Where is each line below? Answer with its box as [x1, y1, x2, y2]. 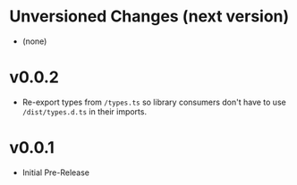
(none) [21, 36, 47, 46]
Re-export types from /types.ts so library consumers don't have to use [21, 97, 286, 107]
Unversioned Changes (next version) [9, 6, 290, 27]
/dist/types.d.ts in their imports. [21, 105, 148, 117]
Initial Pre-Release [21, 167, 90, 178]
